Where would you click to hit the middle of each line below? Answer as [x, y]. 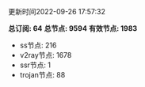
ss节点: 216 [38, 45]
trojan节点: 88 [42, 75]
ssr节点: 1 [35, 65]
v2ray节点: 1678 [46, 55]
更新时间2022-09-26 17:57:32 [57, 11]
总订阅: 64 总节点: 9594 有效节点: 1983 [73, 28]
